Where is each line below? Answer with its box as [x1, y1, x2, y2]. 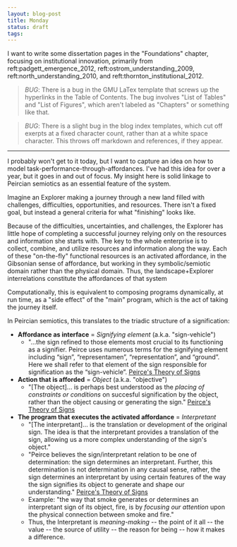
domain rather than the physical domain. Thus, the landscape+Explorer [7, 267, 214, 275]
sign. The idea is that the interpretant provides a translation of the [28, 428, 219, 436]
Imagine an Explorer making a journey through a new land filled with [7, 193, 205, 202]
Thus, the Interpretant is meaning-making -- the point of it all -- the [28, 518, 224, 527]
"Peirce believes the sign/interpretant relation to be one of [28, 450, 197, 459]
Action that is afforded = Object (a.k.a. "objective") [17, 375, 168, 384]
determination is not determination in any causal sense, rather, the [28, 465, 221, 474]
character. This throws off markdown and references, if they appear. [24, 137, 224, 145]
